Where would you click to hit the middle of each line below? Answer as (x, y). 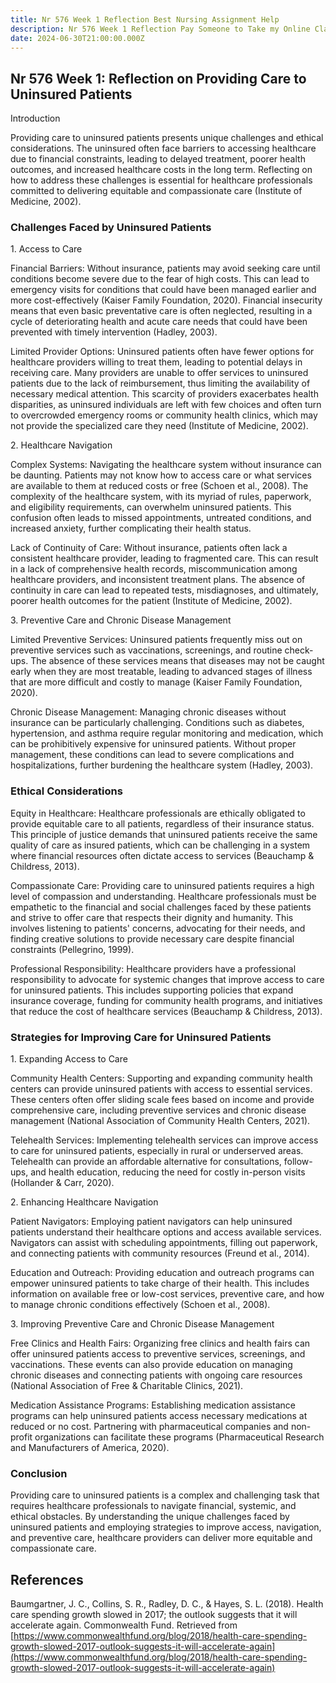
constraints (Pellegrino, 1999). (72, 949)
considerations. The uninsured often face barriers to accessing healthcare (163, 148)
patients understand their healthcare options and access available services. (166, 1232)
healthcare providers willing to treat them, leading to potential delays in (156, 362)
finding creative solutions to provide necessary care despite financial (152, 938)
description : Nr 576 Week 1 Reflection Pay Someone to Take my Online (160, 29)
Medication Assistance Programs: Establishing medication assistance (153, 1405)
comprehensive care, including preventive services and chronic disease (158, 1110)
